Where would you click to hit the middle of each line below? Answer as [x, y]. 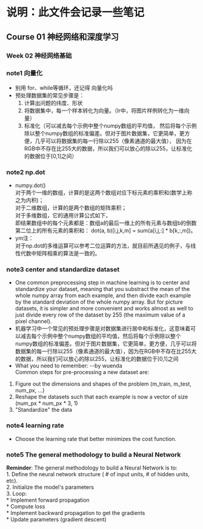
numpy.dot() [30, 185]
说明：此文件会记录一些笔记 [75, 12]
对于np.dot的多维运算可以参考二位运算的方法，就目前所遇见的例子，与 [103, 246]
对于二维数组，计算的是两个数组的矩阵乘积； [71, 208]
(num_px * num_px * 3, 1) [46, 403]
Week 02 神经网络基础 [39, 55]
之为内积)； [29, 200]
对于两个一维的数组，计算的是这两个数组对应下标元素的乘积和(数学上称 [104, 193]
